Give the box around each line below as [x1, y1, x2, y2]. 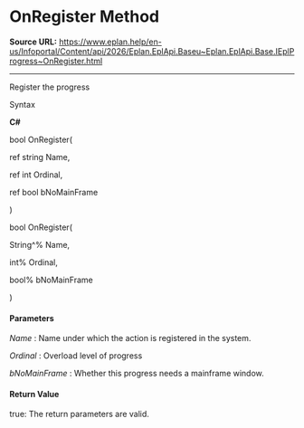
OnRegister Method [9, 6, 160, 27]
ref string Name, [9, 151, 71, 162]
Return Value [9, 388, 60, 399]
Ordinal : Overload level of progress [9, 350, 143, 361]
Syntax [9, 99, 36, 109]
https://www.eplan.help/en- [58, 36, 163, 47]
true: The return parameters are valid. [9, 409, 149, 420]
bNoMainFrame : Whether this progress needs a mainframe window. [9, 368, 264, 379]
